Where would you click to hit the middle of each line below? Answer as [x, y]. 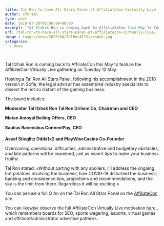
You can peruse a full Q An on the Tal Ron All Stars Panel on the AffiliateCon [81, 193]
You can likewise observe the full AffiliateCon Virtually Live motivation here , [82, 208]
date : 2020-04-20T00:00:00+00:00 [39, 23]
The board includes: [25, 99]
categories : [17, 42]
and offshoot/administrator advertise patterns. [51, 218]
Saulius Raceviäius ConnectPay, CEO [43, 127]
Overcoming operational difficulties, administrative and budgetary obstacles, [82, 148]
